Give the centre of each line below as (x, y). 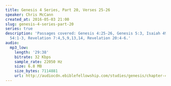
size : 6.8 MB (28, 66)
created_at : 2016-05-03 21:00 (37, 19)
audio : (12, 43)
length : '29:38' (32, 52)
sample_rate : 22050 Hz (38, 62)
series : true (19, 29)
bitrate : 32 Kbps (33, 57)
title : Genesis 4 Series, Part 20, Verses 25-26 (58, 10)
